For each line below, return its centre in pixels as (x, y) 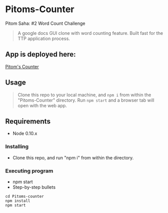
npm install (18, 201)
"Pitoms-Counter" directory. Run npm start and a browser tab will (86, 100)
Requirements (28, 121)
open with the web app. (42, 105)
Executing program (29, 171)
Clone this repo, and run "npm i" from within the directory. (73, 157)
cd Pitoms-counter (25, 196)
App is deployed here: (40, 54)
